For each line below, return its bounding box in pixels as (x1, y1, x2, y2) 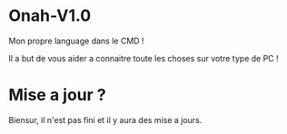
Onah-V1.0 (8, 5, 92, 26)
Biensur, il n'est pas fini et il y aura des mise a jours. (8, 114, 203, 125)
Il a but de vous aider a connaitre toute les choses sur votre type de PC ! (8, 53, 279, 63)
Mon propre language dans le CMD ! (8, 35, 144, 46)
